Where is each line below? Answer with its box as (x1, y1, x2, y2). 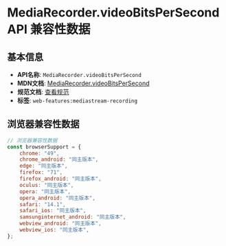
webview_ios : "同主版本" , (19, 227, 89, 234)
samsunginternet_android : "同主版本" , (19, 214, 126, 221)
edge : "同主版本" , (19, 163, 68, 170)
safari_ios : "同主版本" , (19, 208, 87, 214)
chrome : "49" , (19, 150, 60, 157)
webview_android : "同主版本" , (19, 220, 102, 227)
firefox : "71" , (19, 169, 63, 176)
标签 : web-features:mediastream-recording (16, 96, 138, 104)
